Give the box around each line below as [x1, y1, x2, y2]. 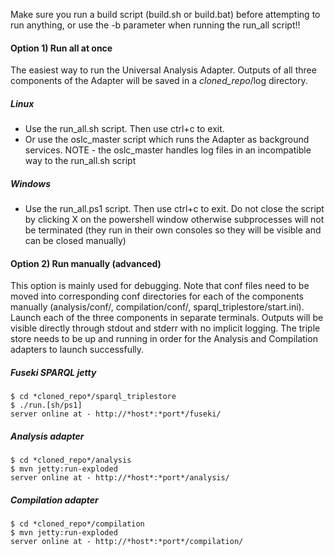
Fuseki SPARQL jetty [10, 366, 97, 378]
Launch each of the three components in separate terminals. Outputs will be [10, 312, 324, 324]
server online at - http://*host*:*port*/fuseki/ [10, 409, 222, 419]
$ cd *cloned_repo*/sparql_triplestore [10, 392, 177, 402]
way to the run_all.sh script [24, 155, 137, 167]
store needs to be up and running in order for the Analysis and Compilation [10, 333, 318, 345]
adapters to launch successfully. [10, 344, 145, 356]
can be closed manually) [24, 235, 127, 247]
